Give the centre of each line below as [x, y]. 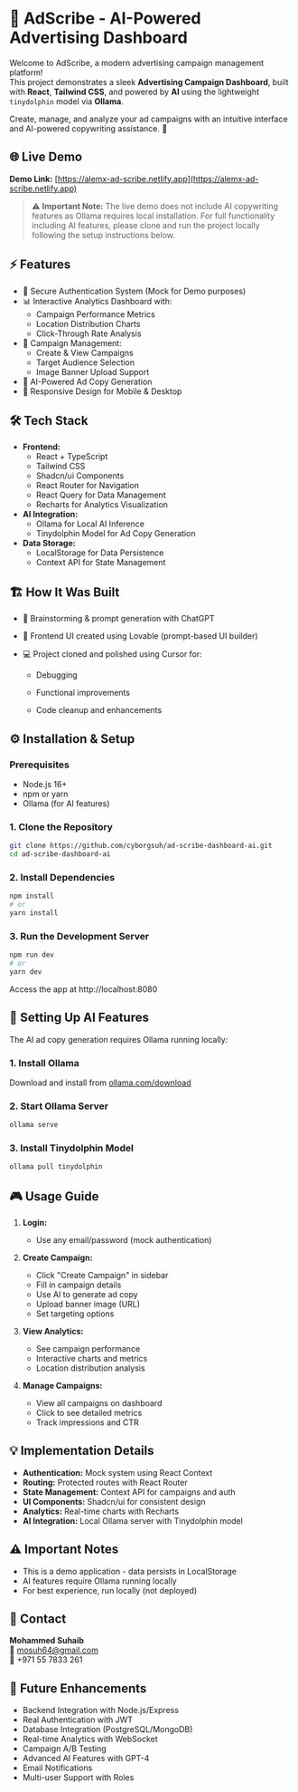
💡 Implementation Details [82, 1451]
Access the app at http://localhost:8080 [84, 989]
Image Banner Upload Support [93, 371]
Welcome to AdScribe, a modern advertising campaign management [137, 63]
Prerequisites [39, 765]
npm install [32, 896]
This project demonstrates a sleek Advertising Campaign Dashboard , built [149, 82]
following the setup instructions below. [103, 235]
